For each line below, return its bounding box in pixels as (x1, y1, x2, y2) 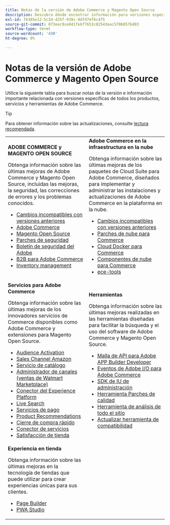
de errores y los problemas (8, 193, 72, 200)
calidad (97, 396, 115, 403)
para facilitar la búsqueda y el (88, 322, 159, 329)
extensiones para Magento (8, 331, 72, 338)
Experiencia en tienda (8, 445, 62, 452)
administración (97, 384, 133, 391)
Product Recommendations (16, 413, 81, 420)
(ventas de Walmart (16, 374, 63, 382)
